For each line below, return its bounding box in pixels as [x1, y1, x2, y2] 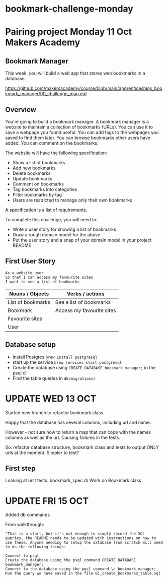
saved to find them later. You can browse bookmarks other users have [5, 135, 151, 141]
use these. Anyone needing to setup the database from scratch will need [5, 540, 163, 545]
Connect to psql [5, 553, 39, 558]
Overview [5, 105, 37, 114]
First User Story [5, 257, 56, 266]
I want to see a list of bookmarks [5, 279, 80, 284]
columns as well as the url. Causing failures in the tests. [5, 434, 121, 440]
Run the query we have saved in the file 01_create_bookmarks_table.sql [5, 571, 161, 576]
